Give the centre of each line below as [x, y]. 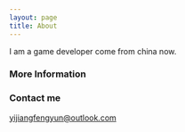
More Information [48, 74]
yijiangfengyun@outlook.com [63, 118]
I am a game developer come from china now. [93, 51]
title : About [33, 26]
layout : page [33, 17]
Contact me [35, 98]
